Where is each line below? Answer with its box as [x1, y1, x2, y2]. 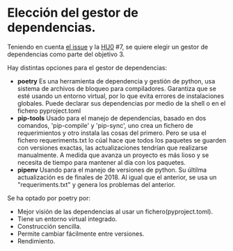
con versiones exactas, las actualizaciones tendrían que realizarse [17, 143, 208, 152]
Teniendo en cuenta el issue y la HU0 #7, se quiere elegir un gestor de [7, 42, 209, 51]
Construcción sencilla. [17, 222, 82, 230]
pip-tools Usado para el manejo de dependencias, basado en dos [17, 113, 207, 122]
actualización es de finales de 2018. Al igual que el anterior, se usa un [17, 172, 217, 181]
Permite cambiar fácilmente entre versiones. [17, 229, 145, 238]
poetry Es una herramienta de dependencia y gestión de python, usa [17, 76, 216, 85]
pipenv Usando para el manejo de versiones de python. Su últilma [17, 165, 207, 174]
